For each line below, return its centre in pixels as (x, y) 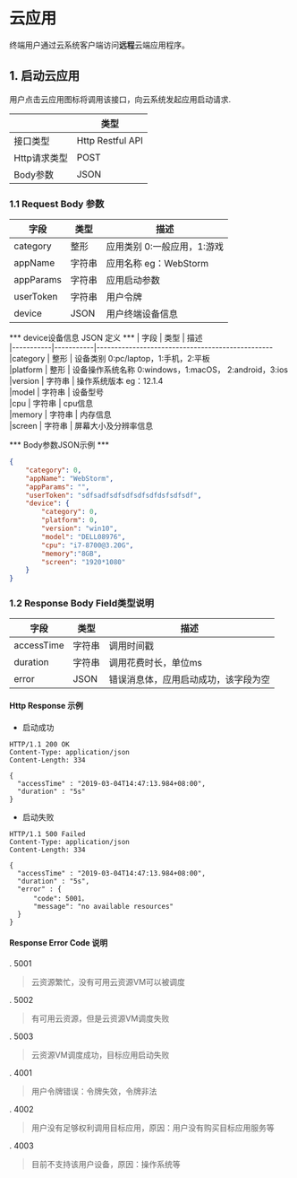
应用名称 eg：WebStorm (157, 264)
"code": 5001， (60, 898)
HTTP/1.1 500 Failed (48, 834)
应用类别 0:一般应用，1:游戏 (165, 247)
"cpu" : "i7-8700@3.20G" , (88, 545)
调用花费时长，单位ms (156, 663)
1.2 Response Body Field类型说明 (82, 604)
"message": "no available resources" (103, 906)
